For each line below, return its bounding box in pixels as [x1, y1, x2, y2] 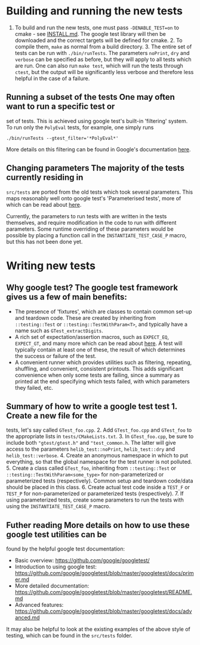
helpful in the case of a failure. [14, 75, 90, 82]
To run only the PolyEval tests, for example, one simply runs [6, 124, 154, 131]
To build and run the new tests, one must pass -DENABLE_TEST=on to [14, 24, 179, 31]
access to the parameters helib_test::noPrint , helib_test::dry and [6, 445, 175, 453]
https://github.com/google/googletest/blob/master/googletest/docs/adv [14, 608, 192, 615]
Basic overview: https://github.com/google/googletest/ [14, 557, 150, 564]
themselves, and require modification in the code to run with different [6, 219, 177, 226]
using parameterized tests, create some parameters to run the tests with [6, 496, 184, 503]
